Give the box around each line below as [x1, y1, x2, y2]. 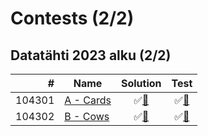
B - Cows [64, 110, 110, 123]
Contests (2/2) [10, 7, 135, 30]
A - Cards [64, 93, 112, 107]
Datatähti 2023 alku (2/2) [10, 47, 172, 64]
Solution [120, 77, 162, 90]
